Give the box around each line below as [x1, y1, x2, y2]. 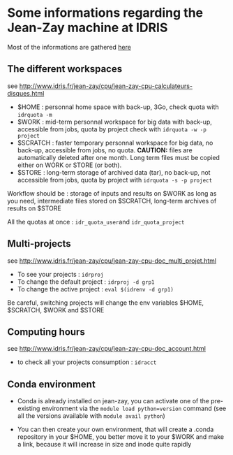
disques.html [7, 89, 45, 97]
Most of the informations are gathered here [7, 43, 131, 51]
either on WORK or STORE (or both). [17, 161, 122, 169]
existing [17, 404, 40, 413]
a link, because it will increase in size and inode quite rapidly [17, 440, 192, 449]
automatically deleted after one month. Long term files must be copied [17, 153, 220, 161]
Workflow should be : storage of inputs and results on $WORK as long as [7, 189, 217, 197]
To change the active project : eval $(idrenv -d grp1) [17, 284, 174, 293]
